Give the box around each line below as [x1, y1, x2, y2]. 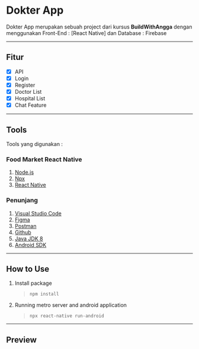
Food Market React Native [6, 155, 82, 163]
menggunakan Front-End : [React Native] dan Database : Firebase [6, 29, 167, 36]
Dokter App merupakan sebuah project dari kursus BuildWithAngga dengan [6, 23, 192, 30]
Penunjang [6, 196, 38, 205]
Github [14, 229, 31, 236]
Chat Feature [14, 101, 47, 109]
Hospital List [14, 95, 46, 101]
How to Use [6, 264, 50, 274]
